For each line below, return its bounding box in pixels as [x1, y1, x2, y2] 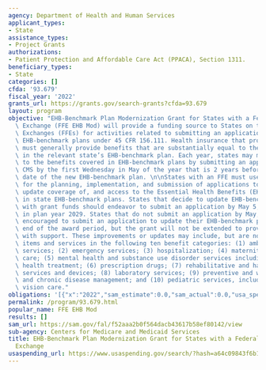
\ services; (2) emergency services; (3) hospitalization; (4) [15, 247, 228, 255]
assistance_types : [8, 33, 69, 42]
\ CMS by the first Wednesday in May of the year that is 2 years [15, 166, 239, 174]
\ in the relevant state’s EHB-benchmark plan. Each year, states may [15, 151, 253, 159]
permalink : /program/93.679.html [8, 298, 119, 306]
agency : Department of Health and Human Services [8, 11, 176, 20]
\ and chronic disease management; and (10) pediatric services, [15, 276, 236, 285]
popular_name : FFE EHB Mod [8, 305, 97, 313]
